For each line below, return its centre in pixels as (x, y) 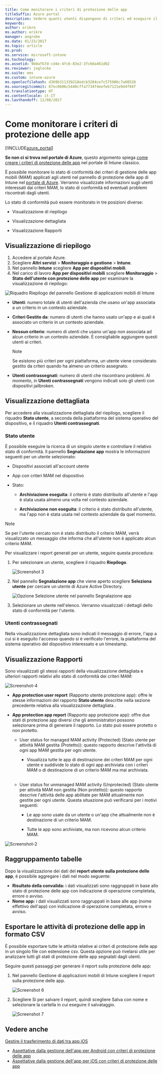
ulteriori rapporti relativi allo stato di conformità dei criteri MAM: (69, 676)
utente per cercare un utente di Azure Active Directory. (67, 586)
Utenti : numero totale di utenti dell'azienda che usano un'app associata (84, 302)
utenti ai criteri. (27, 342)
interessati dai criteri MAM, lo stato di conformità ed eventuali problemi (76, 188)
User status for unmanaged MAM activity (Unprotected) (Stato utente (89, 785)
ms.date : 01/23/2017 (26, 41)
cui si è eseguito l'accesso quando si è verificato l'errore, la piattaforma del (81, 639)
